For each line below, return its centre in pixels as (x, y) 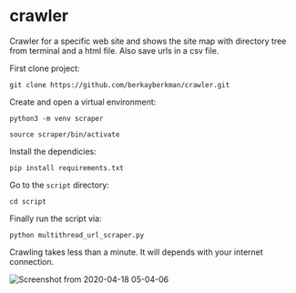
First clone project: (45, 68)
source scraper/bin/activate (65, 134)
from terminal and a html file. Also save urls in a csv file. (114, 50)
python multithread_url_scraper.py (77, 235)
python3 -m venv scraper (56, 118)
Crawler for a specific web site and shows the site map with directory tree (148, 41)
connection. (32, 261)
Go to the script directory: (59, 185)
